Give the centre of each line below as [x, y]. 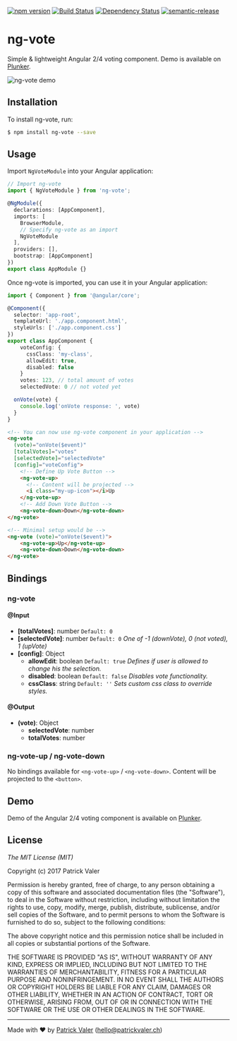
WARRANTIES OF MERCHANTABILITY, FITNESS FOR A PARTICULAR [107, 972]
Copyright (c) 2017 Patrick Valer [54, 871]
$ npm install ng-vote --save [52, 132]
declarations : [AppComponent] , [60, 210]
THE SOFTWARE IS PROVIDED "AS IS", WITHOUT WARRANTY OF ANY [110, 957]
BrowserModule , [42, 223]
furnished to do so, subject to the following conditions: [86, 922]
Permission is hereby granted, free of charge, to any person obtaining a [111, 884]
